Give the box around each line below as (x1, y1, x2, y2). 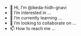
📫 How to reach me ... (9, 26, 55, 31)
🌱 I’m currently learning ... (9, 15, 62, 20)
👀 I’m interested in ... (9, 10, 52, 16)
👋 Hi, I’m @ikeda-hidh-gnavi (9, 5, 67, 10)
